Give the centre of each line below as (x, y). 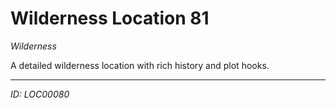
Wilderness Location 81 (110, 18)
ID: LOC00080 (40, 94)
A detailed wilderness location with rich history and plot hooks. (140, 65)
